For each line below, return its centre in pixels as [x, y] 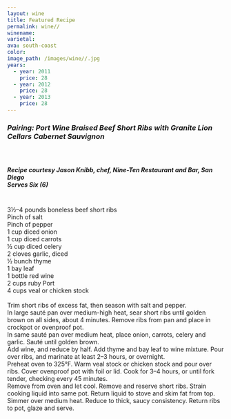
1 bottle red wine [31, 276]
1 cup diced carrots [34, 239]
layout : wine [26, 13]
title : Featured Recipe [41, 20]
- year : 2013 [32, 97]
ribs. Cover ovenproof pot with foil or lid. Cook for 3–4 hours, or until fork [111, 371]
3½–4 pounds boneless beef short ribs [62, 209]
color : [17, 53]
